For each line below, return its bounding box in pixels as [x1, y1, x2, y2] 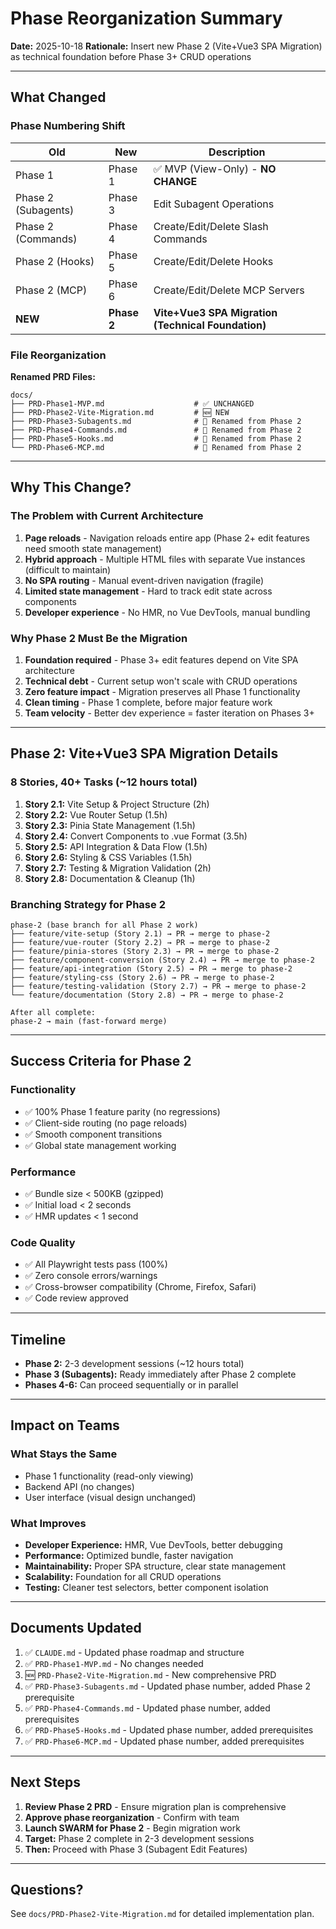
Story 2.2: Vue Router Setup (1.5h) [24, 808, 168, 821]
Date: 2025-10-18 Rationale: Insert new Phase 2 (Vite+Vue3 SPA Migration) [10, 40, 323, 52]
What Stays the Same [10, 1447, 118, 1461]
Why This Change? [10, 479, 132, 496]
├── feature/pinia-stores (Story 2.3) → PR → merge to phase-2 [10, 946, 280, 956]
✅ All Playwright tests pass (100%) [24, 1258, 168, 1271]
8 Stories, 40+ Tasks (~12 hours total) [10, 775, 198, 789]
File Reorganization [10, 348, 107, 362]
